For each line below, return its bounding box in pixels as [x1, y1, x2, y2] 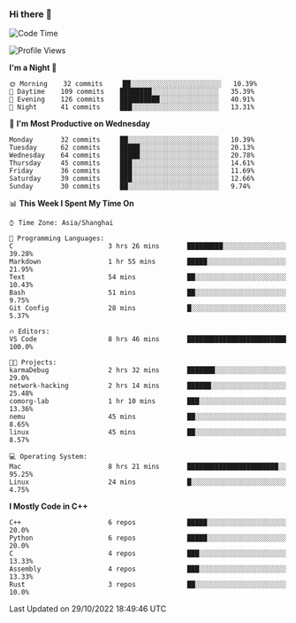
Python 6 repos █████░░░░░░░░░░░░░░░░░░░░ [9, 533, 287, 543]
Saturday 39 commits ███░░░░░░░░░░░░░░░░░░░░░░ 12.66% [9, 175, 254, 183]
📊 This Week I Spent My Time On [9, 199, 134, 209]
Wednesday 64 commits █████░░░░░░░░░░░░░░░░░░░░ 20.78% [9, 151, 254, 160]
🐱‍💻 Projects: [9, 358, 57, 367]
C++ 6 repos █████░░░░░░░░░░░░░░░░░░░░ [9, 518, 287, 527]
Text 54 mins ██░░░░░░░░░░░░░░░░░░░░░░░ [9, 273, 287, 282]
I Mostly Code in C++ [9, 501, 88, 512]
